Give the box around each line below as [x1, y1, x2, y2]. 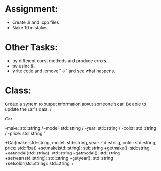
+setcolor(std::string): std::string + [5, 160, 74, 166]
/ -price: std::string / [5, 130, 45, 136]
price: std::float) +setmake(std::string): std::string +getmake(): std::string [5, 145, 150, 151]
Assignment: [5, 3, 58, 15]
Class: [5, 85, 31, 96]
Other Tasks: [5, 42, 58, 53]
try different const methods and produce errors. [12, 57, 108, 64]
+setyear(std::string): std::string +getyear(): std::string [5, 155, 114, 161]
